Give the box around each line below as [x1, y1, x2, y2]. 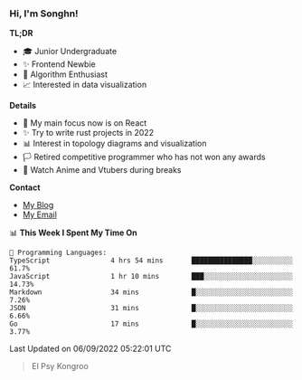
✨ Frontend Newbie [22, 59, 97, 70]
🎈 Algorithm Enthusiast [22, 69, 109, 80]
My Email [22, 209, 57, 220]
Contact [9, 182, 41, 193]
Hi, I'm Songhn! [9, 7, 79, 20]
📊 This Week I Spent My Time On [9, 227, 137, 238]
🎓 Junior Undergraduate [22, 46, 118, 57]
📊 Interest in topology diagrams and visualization [22, 138, 207, 149]
